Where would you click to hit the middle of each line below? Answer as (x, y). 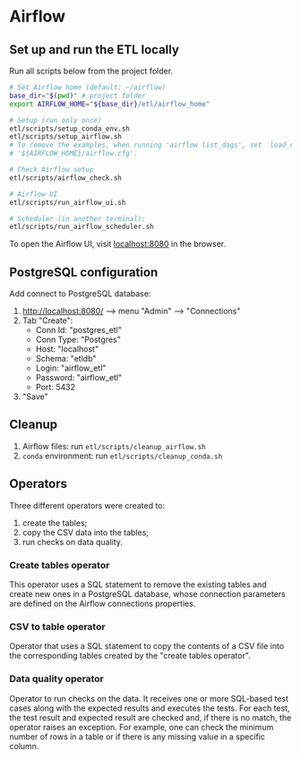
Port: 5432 (56, 388)
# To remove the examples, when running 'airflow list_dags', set (136, 145)
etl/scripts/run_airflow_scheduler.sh (82, 227)
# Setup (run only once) (56, 120)
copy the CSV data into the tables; (86, 532)
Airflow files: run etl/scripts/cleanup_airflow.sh (114, 446)
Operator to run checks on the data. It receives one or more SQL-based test (149, 698)
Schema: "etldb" (66, 359)
